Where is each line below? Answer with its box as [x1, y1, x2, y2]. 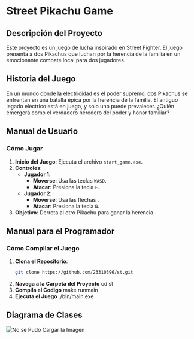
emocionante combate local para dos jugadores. [6, 57, 126, 63]
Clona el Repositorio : [14, 258, 68, 265]
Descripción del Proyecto [6, 28, 103, 38]
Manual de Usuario [6, 126, 78, 137]
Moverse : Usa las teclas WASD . [32, 177, 107, 184]
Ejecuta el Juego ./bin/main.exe [14, 293, 94, 300]
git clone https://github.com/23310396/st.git [14, 270, 134, 276]
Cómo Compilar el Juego [6, 244, 80, 252]
